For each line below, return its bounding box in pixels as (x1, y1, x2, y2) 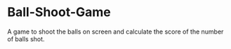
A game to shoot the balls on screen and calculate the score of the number (7, 27, 224, 36)
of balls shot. (7, 34, 45, 43)
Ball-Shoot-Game (7, 4, 111, 20)
